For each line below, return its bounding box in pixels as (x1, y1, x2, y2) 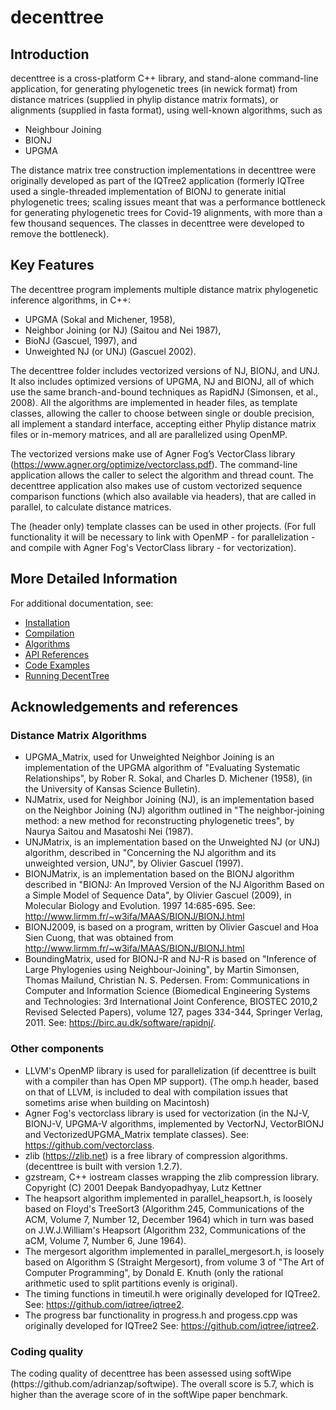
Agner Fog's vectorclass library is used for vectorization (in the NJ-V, (24, 1107, 310, 1119)
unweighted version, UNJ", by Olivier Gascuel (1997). (24, 857, 244, 870)
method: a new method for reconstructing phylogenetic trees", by (24, 815, 295, 827)
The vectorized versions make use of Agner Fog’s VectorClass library (10, 447, 296, 460)
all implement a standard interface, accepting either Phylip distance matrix (10, 417, 317, 430)
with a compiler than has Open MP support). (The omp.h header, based (24, 1075, 319, 1087)
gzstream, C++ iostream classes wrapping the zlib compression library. (24, 1171, 320, 1183)
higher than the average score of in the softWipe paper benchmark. (10, 1388, 288, 1400)
